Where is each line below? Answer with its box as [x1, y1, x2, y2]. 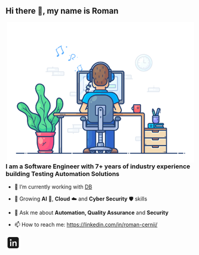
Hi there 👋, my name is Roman [5, 6, 119, 16]
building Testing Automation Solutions [5, 169, 120, 178]
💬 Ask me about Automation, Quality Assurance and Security [14, 209, 169, 216]
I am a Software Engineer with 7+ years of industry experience [5, 162, 191, 171]
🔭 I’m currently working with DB [14, 183, 93, 190]
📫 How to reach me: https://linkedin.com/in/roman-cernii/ [14, 221, 158, 228]
